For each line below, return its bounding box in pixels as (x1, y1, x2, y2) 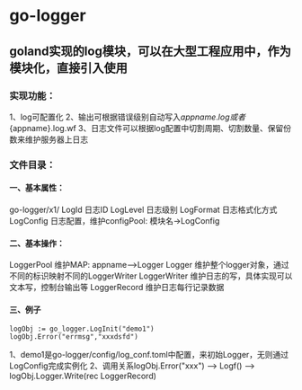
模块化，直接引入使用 (9, 60, 128, 75)
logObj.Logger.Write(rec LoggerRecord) (9, 370, 157, 382)
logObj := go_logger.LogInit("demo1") (9, 324, 155, 333)
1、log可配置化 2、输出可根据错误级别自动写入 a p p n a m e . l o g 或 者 (9, 111, 245, 122)
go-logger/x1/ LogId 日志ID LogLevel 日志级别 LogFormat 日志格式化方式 (9, 204, 278, 215)
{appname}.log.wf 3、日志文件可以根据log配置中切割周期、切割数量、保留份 (9, 122, 292, 133)
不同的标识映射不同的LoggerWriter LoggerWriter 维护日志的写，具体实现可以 (9, 270, 293, 281)
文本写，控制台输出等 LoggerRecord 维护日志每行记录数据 (9, 282, 225, 293)
